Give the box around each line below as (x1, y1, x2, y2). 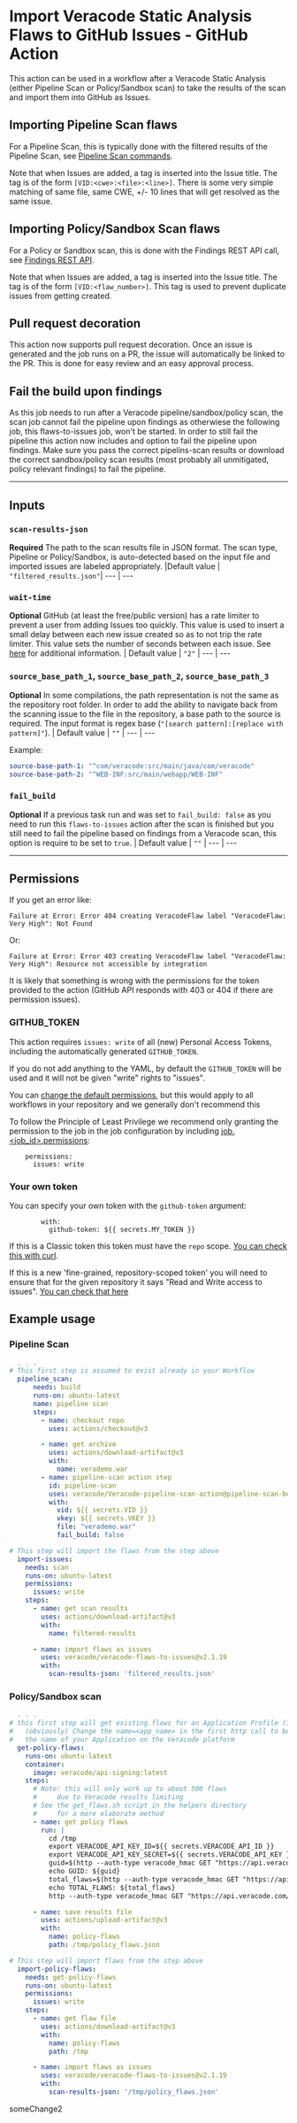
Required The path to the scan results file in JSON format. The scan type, (9, 542, 278, 552)
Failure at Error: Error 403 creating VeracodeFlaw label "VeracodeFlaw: (9, 952, 287, 961)
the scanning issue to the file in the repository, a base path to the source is (9, 709, 281, 719)
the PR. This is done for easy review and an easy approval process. (9, 358, 255, 369)
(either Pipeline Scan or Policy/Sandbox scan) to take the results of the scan (9, 82, 286, 93)
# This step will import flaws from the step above (9, 1956, 203, 1965)
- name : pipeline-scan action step (41, 1473, 172, 1481)
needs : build (32, 1383, 81, 1392)
